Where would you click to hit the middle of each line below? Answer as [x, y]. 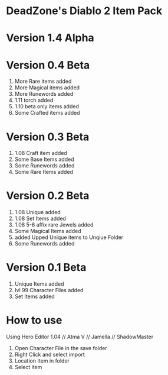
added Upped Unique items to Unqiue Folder [69, 237]
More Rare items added [43, 82]
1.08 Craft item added [41, 153]
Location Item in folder [42, 361]
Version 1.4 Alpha [50, 38]
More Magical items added [47, 88]
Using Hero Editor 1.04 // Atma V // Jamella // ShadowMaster [80, 337]
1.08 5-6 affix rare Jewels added [54, 225]
